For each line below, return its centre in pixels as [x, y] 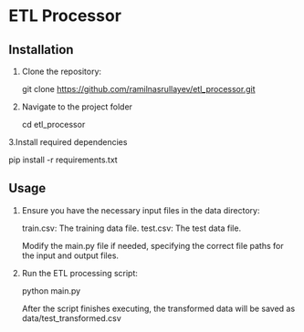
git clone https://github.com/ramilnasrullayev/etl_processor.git [138, 89]
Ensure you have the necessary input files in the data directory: [141, 210]
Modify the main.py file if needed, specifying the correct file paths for [152, 245]
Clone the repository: [62, 71]
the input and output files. [70, 255]
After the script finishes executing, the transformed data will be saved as [158, 308]
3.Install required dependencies [68, 142]
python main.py [51, 290]
